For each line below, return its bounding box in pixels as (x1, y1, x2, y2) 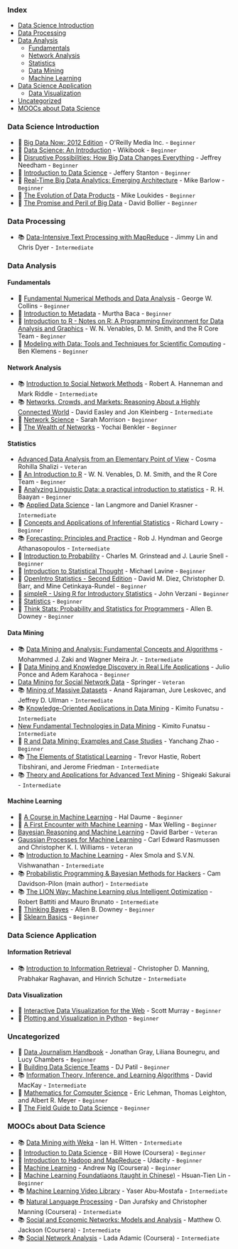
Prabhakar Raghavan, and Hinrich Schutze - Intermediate (17, 974, 187, 983)
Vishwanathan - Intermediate (17, 861, 104, 870)
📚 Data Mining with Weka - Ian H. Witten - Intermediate (17, 1138, 183, 1147)
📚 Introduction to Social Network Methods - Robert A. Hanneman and (17, 379, 223, 388)
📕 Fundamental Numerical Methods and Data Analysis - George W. (17, 294, 213, 303)
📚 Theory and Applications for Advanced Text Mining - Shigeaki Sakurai (17, 770, 231, 779)
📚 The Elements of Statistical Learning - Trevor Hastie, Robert (17, 752, 201, 761)
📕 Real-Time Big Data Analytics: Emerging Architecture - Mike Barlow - (17, 175, 225, 184)
